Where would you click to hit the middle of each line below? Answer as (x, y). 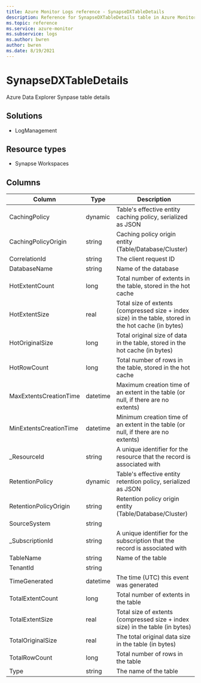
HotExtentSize (29, 314)
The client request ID (146, 259)
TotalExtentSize (31, 619)
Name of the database (147, 269)
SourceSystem (30, 523)
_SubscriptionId (31, 541)
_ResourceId (27, 457)
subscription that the (145, 541)
